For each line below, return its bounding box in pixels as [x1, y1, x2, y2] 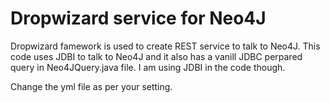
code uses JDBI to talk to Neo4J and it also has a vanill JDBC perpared [10, 50, 303, 62]
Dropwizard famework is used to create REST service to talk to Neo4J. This [10, 40, 321, 52]
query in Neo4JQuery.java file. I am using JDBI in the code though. [10, 61, 286, 73]
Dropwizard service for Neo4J [10, 7, 267, 30]
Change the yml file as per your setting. [10, 80, 173, 92]
